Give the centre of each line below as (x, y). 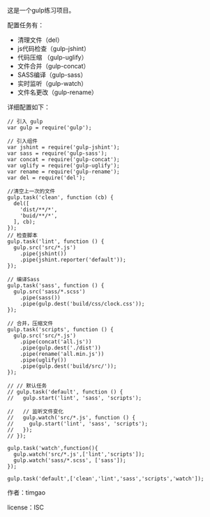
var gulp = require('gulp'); (50, 128)
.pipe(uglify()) (44, 360)
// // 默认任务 (27, 386)
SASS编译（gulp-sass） (52, 75)
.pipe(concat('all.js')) (56, 342)
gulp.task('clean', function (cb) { (60, 197)
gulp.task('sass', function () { (56, 285)
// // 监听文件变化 (36, 412)
